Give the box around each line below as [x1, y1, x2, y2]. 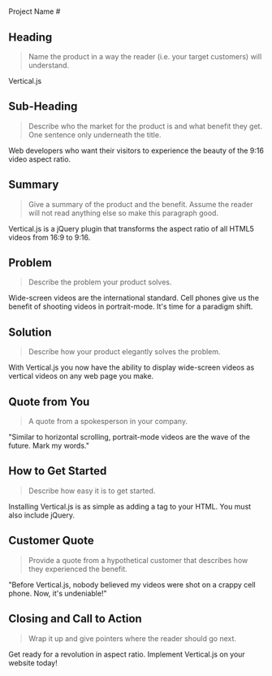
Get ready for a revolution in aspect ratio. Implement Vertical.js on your [8, 649, 245, 659]
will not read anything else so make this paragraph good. [28, 208, 219, 218]
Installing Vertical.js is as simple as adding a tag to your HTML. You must [8, 501, 252, 511]
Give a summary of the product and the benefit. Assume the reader [28, 199, 253, 209]
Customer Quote [8, 534, 95, 548]
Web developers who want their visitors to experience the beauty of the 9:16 [8, 145, 264, 155]
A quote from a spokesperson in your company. [28, 417, 188, 427]
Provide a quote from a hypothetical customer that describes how [28, 555, 248, 565]
